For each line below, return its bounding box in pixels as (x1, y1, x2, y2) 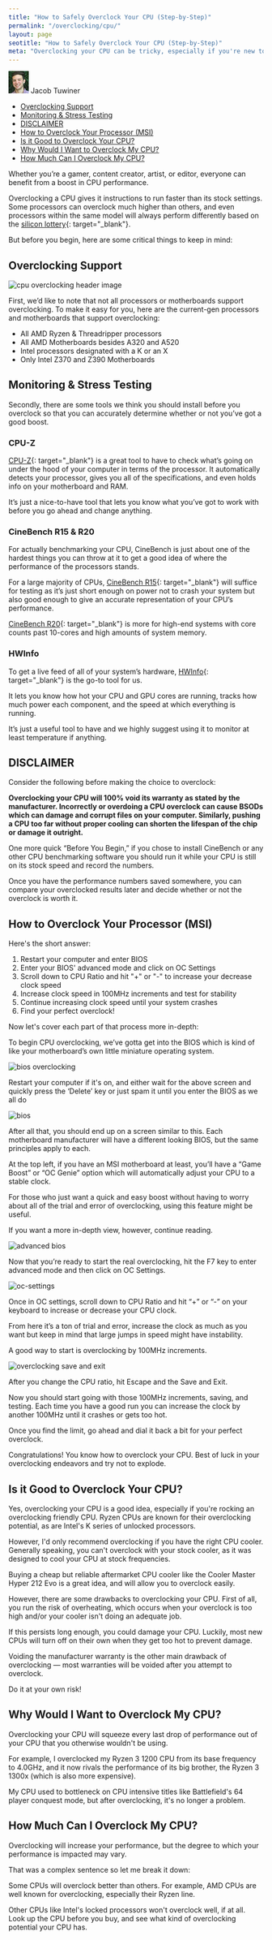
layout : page (8, 30, 53, 38)
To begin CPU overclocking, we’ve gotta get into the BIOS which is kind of (8, 1037, 255, 1047)
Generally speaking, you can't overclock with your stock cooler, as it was (8, 1546, 252, 1555)
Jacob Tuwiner (30, 86, 81, 96)
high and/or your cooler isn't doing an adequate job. (8, 1611, 182, 1621)
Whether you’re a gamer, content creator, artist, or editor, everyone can (8, 169, 246, 179)
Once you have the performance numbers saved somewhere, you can (8, 877, 242, 886)
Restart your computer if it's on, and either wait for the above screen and (8, 1078, 252, 1088)
